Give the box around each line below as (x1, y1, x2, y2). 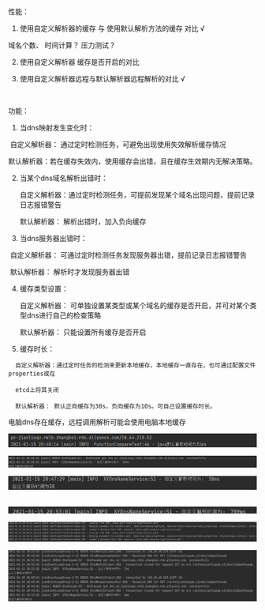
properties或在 (8, 370, 56, 378)
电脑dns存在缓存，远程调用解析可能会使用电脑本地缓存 (8, 417, 187, 427)
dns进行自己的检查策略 (26, 311, 102, 320)
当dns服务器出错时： (19, 234, 88, 243)
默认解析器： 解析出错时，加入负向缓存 (19, 217, 147, 226)
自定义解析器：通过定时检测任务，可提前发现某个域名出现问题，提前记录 (19, 190, 255, 199)
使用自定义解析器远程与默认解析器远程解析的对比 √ (19, 74, 185, 83)
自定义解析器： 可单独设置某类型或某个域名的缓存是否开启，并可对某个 (19, 301, 250, 310)
